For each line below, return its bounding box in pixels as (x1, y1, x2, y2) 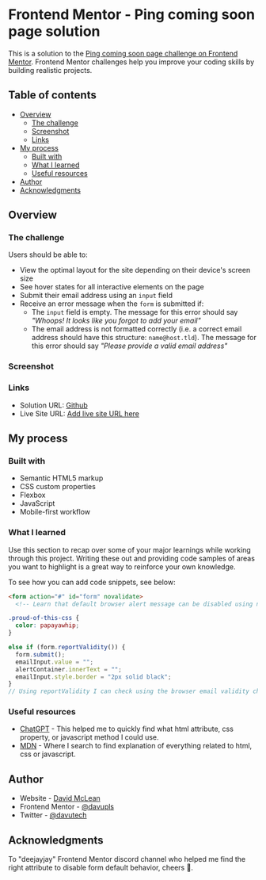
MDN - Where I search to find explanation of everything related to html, (19, 741, 253, 751)
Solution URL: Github (19, 400, 89, 410)
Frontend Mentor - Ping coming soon (8, 6, 256, 24)
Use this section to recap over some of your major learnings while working (8, 545, 251, 554)
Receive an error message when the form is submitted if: (19, 299, 204, 308)
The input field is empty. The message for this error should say (31, 308, 238, 317)
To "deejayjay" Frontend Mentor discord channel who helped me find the (8, 855, 246, 864)
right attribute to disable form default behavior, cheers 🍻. (8, 863, 194, 873)
